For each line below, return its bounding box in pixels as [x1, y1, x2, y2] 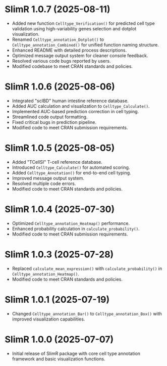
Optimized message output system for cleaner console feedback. [12, 52, 148, 59]
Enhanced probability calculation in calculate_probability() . [12, 225, 140, 232]
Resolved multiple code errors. [12, 180, 76, 187]
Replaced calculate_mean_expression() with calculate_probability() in [12, 265, 162, 271]
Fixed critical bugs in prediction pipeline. [12, 119, 97, 125]
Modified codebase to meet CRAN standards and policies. [12, 63, 133, 69]
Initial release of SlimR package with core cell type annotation [12, 350, 141, 356]
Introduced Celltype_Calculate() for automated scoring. [12, 164, 130, 170]
